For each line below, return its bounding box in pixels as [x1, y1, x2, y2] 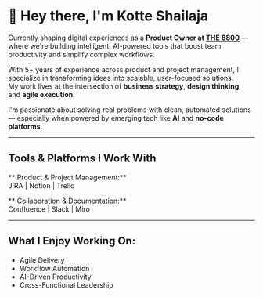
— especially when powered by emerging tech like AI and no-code [8, 113, 225, 122]
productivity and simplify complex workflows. [8, 49, 155, 59]
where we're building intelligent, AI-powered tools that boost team [8, 41, 222, 50]
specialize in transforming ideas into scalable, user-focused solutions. [8, 73, 234, 82]
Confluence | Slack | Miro [8, 204, 90, 214]
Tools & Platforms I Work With [8, 152, 157, 165]
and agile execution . [8, 89, 76, 99]
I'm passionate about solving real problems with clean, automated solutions [8, 105, 252, 114]
